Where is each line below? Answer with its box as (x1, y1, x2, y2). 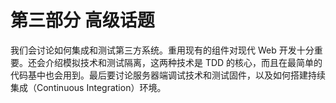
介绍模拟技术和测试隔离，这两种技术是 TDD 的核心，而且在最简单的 (44, 56, 323, 68)
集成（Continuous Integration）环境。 (10, 81, 167, 93)
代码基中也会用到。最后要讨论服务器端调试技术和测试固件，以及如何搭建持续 (10, 69, 326, 81)
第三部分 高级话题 (10, 9, 155, 32)
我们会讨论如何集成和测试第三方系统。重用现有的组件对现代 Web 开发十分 (10, 44, 315, 56)
